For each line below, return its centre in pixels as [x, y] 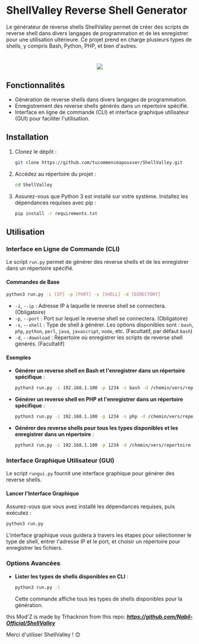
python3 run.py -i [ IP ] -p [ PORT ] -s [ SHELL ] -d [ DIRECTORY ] [83, 295]
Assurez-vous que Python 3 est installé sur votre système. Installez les [101, 196]
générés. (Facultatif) [40, 344]
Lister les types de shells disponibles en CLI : [72, 576]
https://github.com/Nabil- [160, 617]
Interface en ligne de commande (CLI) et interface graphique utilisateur [102, 112]
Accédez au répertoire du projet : [55, 174]
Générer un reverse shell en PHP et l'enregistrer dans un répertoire [99, 399]
